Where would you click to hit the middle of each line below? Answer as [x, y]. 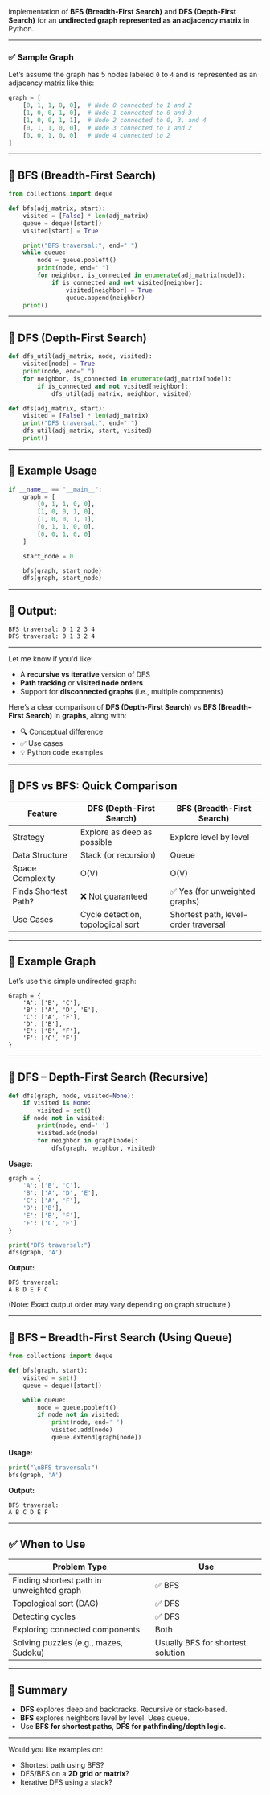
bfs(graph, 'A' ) [35, 1475]
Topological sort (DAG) [55, 1604]
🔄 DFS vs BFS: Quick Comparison [93, 786]
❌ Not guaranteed [114, 896]
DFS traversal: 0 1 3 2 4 [51, 636]
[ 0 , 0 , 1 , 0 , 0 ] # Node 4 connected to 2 [97, 135]
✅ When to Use [47, 1544]
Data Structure [40, 854]
